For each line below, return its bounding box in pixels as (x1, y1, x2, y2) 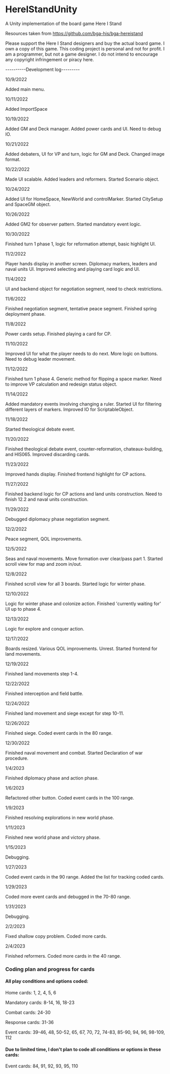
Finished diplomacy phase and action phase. (5, 775, 99, 781)
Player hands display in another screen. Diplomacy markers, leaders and (5, 260, 157, 266)
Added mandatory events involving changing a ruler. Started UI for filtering (5, 401, 162, 407)
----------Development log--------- (5, 66, 80, 72)
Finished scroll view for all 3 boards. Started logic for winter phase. (5, 581, 146, 587)
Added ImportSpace (5, 106, 48, 112)
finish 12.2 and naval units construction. (5, 496, 89, 502)
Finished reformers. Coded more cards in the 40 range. (5, 953, 121, 959)
